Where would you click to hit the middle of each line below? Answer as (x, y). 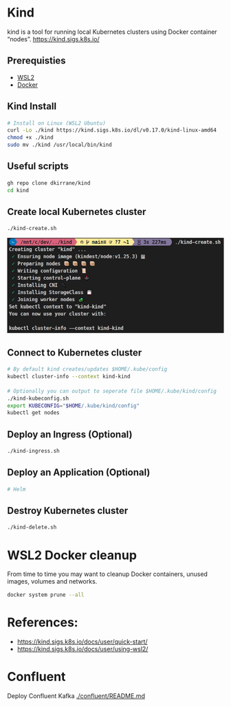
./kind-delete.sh (32, 527)
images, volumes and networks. (52, 582)
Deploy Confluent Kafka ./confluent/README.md (76, 696)
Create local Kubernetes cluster (77, 212)
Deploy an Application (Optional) (79, 472)
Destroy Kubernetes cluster (68, 511)
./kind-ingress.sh (33, 451)
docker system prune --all (46, 595)
